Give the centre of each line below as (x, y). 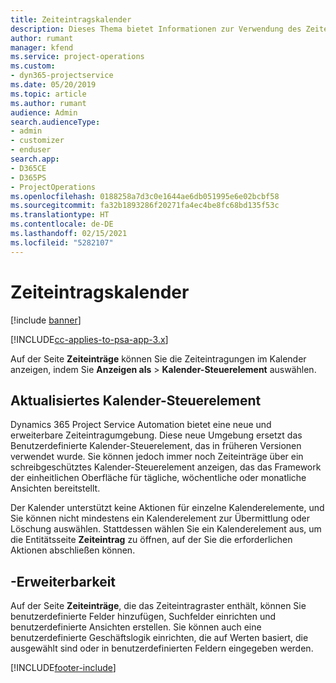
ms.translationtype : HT (60, 215)
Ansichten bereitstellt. (55, 488)
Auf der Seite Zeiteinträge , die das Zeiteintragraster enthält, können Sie (158, 606)
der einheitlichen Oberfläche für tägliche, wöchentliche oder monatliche (158, 478)
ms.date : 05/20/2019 (53, 85)
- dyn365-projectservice (62, 76)
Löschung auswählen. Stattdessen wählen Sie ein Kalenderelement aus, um (166, 529)
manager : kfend (42, 47)
